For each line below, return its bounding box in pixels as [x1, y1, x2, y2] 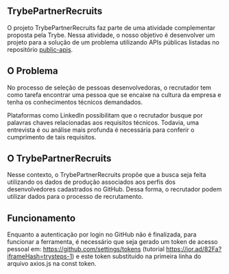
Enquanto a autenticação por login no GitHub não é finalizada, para [7, 230, 197, 238]
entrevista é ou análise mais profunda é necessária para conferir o [7, 126, 195, 134]
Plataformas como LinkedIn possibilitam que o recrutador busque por [7, 111, 204, 119]
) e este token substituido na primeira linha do [71, 252, 202, 260]
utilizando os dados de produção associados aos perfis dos [7, 178, 176, 187]
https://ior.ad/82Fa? [165, 245, 222, 254]
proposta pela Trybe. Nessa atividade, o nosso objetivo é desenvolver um [7, 31, 215, 39]
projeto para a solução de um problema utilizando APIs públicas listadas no [7, 38, 220, 46]
